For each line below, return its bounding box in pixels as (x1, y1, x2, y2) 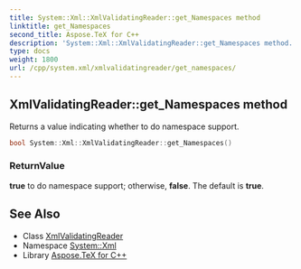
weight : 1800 (9, 55, 59, 64)
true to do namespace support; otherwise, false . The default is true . (9, 180, 265, 190)
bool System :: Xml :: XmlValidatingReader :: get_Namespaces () (9, 138, 232, 147)
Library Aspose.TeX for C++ (22, 249, 127, 260)
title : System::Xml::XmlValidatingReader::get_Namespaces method (9, 13, 260, 23)
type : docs (9, 47, 51, 56)
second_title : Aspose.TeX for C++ (9, 30, 140, 39)
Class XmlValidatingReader (22, 230, 124, 241)
